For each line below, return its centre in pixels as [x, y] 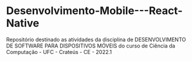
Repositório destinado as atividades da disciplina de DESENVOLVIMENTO [96, 39]
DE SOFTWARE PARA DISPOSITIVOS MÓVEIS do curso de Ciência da [91, 46]
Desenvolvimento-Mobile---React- [95, 11]
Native [23, 23]
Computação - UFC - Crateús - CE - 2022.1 [59, 52]
